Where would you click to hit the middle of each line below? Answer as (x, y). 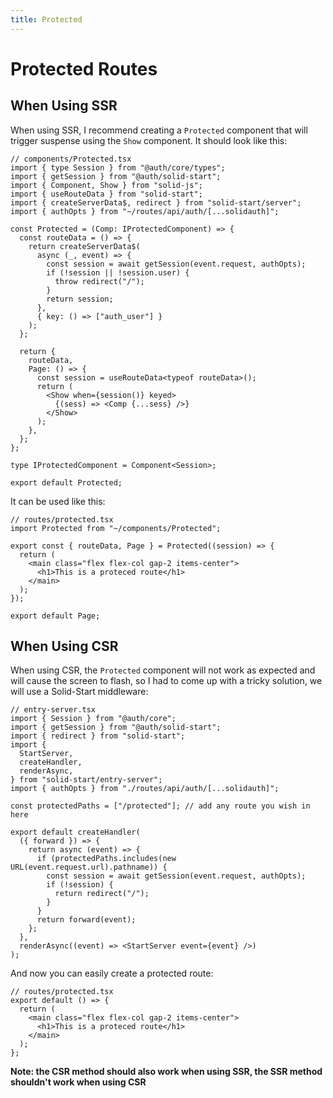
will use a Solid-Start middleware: (79, 692)
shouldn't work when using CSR (78, 1082)
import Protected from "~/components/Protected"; (116, 528)
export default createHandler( (75, 832)
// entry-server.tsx (53, 710)
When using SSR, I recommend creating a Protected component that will (159, 130)
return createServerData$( (84, 246)
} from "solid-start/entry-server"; (86, 780)
